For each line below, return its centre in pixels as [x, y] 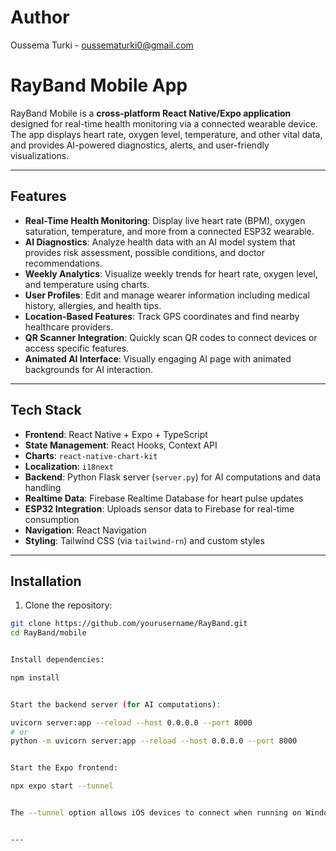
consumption [52, 519]
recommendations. [63, 263]
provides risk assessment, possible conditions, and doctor [145, 252]
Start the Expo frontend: [64, 768]
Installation [46, 581]
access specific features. [76, 348]
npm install [35, 677]
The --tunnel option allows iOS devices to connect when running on [156, 813]
